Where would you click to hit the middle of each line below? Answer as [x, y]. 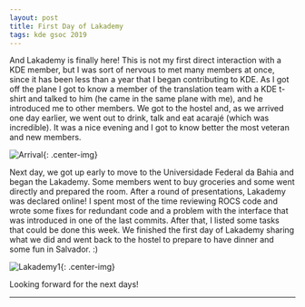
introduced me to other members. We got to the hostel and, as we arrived [147, 109]
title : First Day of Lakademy [67, 26]
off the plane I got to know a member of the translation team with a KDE [143, 89]
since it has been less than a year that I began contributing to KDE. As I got [149, 80]
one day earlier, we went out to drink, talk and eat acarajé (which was [139, 118]
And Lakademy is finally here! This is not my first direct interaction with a [145, 61]
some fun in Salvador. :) [54, 249]
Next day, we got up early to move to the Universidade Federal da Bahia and [152, 172]
